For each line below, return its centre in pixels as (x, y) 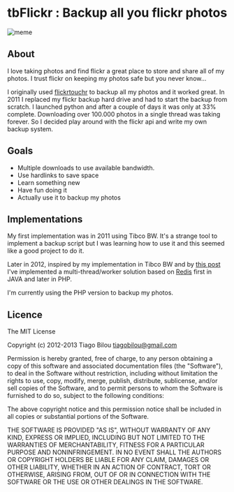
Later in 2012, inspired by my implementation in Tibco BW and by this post (114, 264)
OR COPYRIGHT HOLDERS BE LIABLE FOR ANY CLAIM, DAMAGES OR (108, 460)
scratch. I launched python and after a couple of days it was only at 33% (112, 107)
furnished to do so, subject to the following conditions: (86, 396)
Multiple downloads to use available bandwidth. (86, 167)
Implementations (45, 219)
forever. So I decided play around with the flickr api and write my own (107, 121)
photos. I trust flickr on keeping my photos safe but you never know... (107, 78)
